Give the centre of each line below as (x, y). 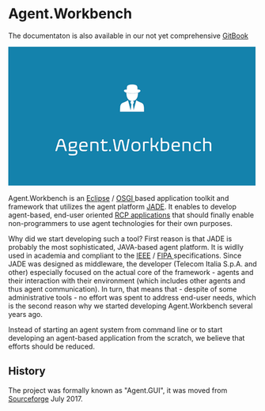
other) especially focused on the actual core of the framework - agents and (131, 272)
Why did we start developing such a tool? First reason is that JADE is (120, 239)
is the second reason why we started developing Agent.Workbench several (131, 306)
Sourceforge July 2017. (45, 398)
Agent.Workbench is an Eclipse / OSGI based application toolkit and (119, 198)
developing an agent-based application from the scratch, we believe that (127, 337)
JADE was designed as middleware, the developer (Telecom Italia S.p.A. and (132, 264)
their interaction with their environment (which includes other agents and (127, 281)
